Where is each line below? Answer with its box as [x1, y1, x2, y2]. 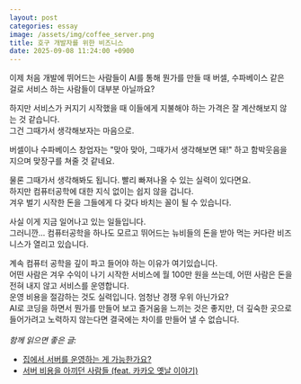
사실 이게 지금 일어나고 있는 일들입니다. [9, 217, 146, 228]
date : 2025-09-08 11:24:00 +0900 [9, 47, 135, 56]
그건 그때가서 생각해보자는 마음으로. [9, 125, 135, 136]
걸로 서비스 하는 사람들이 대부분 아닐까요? [9, 84, 155, 94]
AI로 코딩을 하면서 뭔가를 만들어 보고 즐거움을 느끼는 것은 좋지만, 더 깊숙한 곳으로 [9, 303, 292, 314]
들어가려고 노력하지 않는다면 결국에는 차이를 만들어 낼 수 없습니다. [9, 314, 240, 325]
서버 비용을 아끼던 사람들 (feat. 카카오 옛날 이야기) [22, 365, 199, 376]
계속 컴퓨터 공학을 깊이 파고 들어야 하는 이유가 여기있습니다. [9, 258, 218, 269]
